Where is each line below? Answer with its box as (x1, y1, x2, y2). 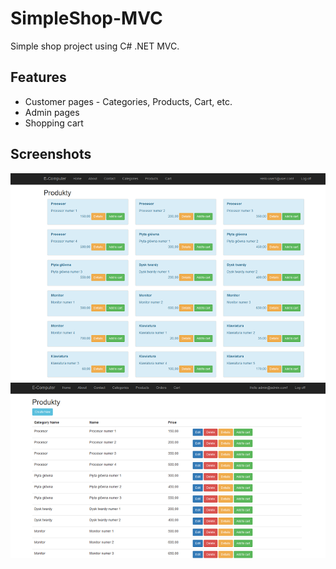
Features (10, 69, 67, 86)
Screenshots (10, 146, 92, 163)
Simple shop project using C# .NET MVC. (10, 40, 180, 52)
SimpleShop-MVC (10, 7, 163, 30)
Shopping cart (24, 117, 84, 129)
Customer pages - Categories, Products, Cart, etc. (24, 95, 233, 107)
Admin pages (24, 106, 80, 118)
